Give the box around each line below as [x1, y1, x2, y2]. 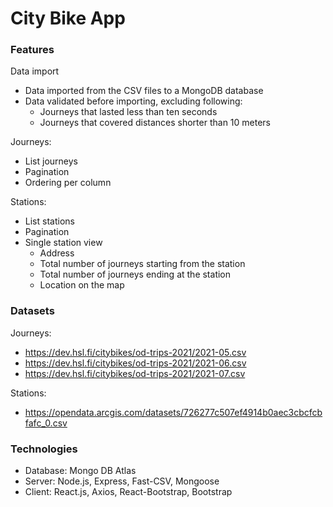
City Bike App [10, 7, 126, 30]
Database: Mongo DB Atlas [24, 465, 137, 477]
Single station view [24, 237, 103, 249]
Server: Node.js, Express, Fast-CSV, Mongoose [24, 475, 220, 487]
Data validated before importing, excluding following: [24, 95, 243, 107]
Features [10, 43, 55, 57]
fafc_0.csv [24, 417, 68, 429]
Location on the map [39, 279, 125, 291]
